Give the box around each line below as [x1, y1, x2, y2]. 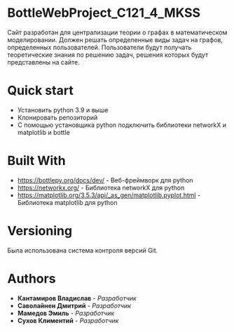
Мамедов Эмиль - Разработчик [17, 309, 115, 317]
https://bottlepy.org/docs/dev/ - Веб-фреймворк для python [17, 175, 194, 184]
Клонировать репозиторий [17, 113, 98, 121]
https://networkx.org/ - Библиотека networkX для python [17, 183, 185, 192]
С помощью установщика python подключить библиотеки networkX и [17, 121, 226, 129]
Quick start [7, 83, 74, 99]
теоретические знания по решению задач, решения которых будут [7, 51, 209, 59]
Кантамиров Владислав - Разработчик [17, 293, 137, 303]
